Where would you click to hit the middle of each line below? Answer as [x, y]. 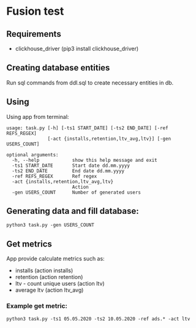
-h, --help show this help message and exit [85, 160]
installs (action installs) [44, 270]
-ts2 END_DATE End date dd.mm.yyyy [68, 171]
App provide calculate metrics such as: [56, 259]
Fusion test [35, 11]
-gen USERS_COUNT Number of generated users [76, 192]
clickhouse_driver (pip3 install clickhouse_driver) [77, 48]
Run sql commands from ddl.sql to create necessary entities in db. [90, 82]
